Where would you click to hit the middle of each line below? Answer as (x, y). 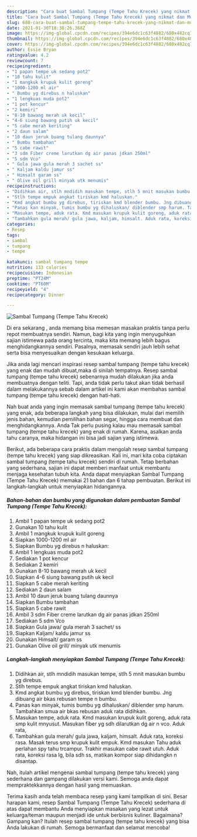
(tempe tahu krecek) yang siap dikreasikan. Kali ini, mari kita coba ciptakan (97, 456)
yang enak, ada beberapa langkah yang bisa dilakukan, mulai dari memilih (96, 413)
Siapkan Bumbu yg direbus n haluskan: (62, 546)
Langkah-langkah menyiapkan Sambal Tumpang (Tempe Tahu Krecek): (96, 659)
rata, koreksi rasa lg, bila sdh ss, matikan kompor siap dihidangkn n (96, 755)
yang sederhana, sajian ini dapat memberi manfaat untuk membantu (89, 468)
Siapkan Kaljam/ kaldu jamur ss (53, 633)
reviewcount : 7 (25, 60)
